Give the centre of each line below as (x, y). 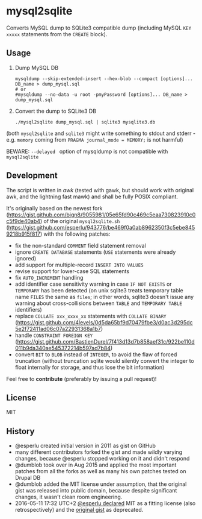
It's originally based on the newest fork (55, 208)
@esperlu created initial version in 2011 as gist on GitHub (85, 446)
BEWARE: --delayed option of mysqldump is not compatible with (87, 151)
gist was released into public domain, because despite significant (96, 491)
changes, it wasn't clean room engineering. (69, 497)
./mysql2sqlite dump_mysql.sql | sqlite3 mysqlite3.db (85, 122)
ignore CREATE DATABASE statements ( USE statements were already (95, 252)
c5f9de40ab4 (23, 221)
